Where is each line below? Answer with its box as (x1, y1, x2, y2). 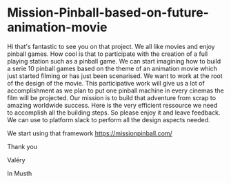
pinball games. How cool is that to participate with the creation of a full (7, 50, 208, 58)
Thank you (7, 142, 38, 151)
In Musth (7, 169, 32, 177)
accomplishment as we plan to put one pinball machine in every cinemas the (7, 86, 224, 95)
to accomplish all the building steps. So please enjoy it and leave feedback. (7, 108, 221, 117)
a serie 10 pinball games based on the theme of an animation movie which (7, 64, 217, 73)
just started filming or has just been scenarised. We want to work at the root (7, 71, 223, 80)
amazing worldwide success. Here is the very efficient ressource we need (7, 101, 218, 109)
